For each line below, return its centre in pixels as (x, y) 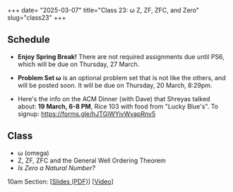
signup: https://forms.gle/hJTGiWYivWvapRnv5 (86, 114)
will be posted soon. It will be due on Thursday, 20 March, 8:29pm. (115, 85)
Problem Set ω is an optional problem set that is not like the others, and (121, 77)
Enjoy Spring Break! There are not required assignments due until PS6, (121, 56)
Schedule (29, 40)
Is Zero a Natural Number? (56, 167)
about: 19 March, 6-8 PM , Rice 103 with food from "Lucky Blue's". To (118, 106)
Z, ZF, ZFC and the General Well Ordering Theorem (91, 160)
